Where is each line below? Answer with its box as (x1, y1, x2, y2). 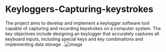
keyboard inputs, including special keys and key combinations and (5, 36, 143, 42)
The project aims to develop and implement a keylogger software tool (5, 20, 150, 26)
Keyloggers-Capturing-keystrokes (5, 3, 154, 15)
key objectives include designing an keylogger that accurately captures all (5, 30, 159, 36)
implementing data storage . (5, 41, 64, 47)
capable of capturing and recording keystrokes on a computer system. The (5, 25, 161, 31)
